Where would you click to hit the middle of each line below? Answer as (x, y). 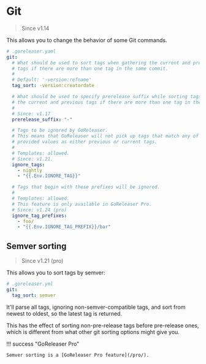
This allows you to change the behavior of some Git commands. (87, 40)
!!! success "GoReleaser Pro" (43, 344)
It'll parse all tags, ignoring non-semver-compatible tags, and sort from (96, 307)
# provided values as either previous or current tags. (85, 142)
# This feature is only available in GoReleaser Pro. (82, 204)
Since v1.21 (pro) (42, 261)
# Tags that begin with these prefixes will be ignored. (86, 187)
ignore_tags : (29, 165)
